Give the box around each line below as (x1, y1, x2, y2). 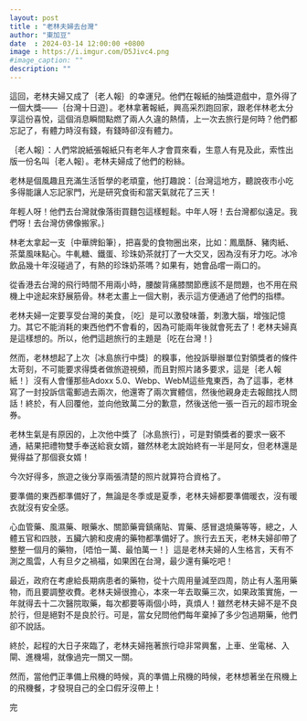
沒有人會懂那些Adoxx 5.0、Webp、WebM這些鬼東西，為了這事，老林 (33, 375, 294, 386)
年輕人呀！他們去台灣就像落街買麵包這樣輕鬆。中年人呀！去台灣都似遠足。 (9, 206, 290, 217)
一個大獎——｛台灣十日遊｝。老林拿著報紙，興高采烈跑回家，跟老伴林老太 (9, 101, 286, 112)
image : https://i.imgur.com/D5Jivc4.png (9, 48, 170, 57)
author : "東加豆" (9, 30, 71, 39)
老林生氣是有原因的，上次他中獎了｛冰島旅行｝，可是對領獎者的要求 (9, 429, 262, 440)
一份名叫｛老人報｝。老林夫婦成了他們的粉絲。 (16, 155, 190, 166)
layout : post (9, 13, 59, 23)
